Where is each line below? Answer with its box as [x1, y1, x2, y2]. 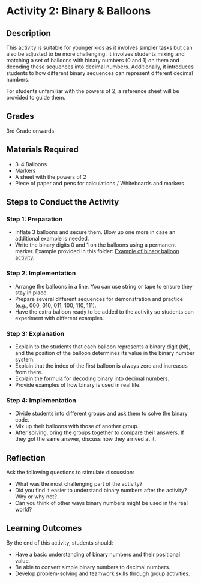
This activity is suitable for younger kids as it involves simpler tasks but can [6, 44, 193, 51]
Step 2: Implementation [6, 269, 76, 277]
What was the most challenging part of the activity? [14, 480, 143, 488]
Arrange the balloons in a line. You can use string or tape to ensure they [14, 283, 193, 290]
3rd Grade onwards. [6, 127, 56, 134]
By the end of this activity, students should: [6, 539, 113, 546]
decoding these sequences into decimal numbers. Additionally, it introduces [6, 63, 194, 70]
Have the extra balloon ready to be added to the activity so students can [14, 308, 194, 315]
